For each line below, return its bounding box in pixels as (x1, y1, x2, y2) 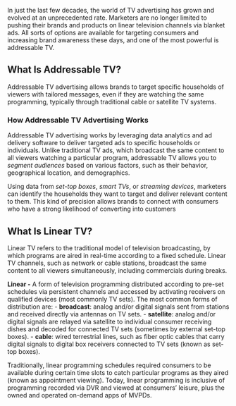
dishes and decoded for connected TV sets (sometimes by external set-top (7, 324, 225, 333)
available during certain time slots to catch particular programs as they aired (7, 368, 229, 376)
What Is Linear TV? (7, 225, 93, 237)
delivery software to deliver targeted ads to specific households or (7, 139, 201, 147)
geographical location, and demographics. (7, 168, 130, 177)
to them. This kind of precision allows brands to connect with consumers (7, 197, 218, 206)
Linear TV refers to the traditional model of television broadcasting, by (7, 243, 211, 252)
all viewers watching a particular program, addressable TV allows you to (7, 154, 217, 162)
